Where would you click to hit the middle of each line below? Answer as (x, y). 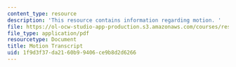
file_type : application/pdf (48, 33)
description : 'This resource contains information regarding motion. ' (114, 20)
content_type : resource (42, 14)
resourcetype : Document (42, 40)
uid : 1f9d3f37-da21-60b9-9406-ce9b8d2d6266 (72, 53)
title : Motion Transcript (45, 46)
